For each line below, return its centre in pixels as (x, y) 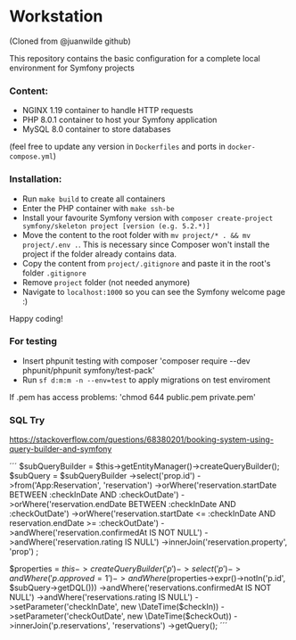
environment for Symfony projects (72, 68)
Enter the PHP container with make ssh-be (99, 208)
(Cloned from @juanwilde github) (70, 41)
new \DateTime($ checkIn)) (170, 607)
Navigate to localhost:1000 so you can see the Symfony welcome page (153, 291)
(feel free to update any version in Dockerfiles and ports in (117, 147)
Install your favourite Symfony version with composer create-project (148, 217)
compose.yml (31, 157)
